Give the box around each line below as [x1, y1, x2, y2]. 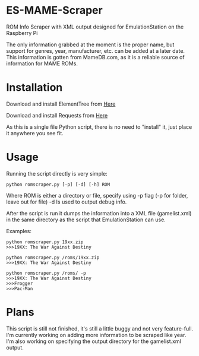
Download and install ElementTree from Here [6, 100, 116, 107]
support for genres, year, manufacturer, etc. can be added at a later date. [6, 47, 185, 54]
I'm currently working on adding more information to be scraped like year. [6, 331, 187, 338]
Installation [6, 81, 63, 94]
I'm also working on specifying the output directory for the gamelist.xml [6, 338, 181, 345]
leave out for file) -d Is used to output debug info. [6, 198, 127, 205]
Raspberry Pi [6, 29, 38, 36]
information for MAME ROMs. [6, 60, 78, 67]
